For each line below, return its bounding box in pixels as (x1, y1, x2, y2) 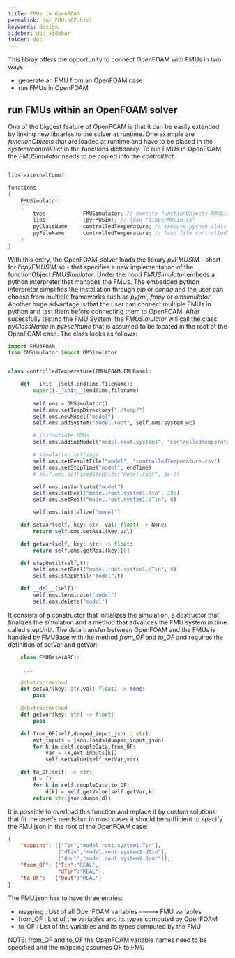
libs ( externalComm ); (8, 172, 68, 179)
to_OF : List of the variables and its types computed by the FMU (17, 922, 202, 930)
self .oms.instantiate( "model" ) (33, 483, 124, 491)
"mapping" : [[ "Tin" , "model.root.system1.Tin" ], (20, 842, 161, 849)
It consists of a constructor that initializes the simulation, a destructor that (8, 611, 220, 619)
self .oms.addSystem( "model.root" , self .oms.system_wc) (33, 419, 196, 426)
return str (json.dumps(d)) (33, 795, 112, 802)
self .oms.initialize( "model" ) (33, 509, 121, 516)
